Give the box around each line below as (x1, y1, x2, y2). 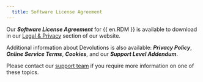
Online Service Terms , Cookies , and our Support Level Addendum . (6, 50, 179, 58)
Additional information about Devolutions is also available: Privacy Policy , (6, 44, 192, 51)
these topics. (6, 68, 39, 76)
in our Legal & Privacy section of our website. (6, 32, 121, 39)
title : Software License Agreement (12, 9, 103, 15)
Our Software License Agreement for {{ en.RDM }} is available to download (6, 26, 197, 33)
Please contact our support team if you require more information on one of (6, 62, 194, 69)
